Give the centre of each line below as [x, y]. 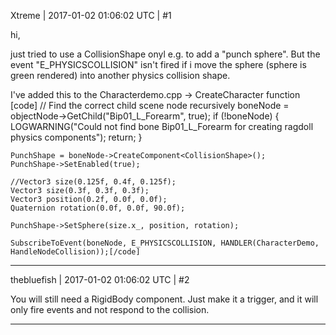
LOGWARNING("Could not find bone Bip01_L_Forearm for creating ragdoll [162, 126]
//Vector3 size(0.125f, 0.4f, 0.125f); [93, 182]
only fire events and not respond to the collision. [110, 309]
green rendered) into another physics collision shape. [120, 75]
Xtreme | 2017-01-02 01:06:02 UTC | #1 [91, 15]
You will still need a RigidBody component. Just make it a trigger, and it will [164, 299]
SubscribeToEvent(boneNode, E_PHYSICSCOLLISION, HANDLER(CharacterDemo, [165, 243]
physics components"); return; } [76, 137]
